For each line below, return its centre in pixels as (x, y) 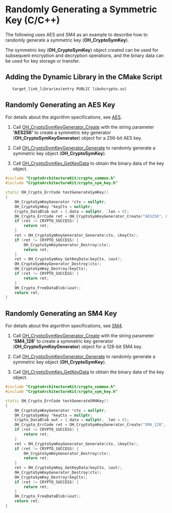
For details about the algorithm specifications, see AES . (64, 117)
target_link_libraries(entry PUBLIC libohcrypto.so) (69, 89)
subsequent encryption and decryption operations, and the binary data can (84, 55)
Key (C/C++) (33, 20)
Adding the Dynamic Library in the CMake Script (84, 77)
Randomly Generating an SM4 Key (61, 313)
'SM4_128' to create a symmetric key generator (63, 341)
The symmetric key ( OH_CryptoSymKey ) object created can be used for (82, 50)
